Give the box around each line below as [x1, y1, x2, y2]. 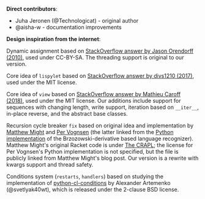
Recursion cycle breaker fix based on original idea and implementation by [6, 122, 194, 129]
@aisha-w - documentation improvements [15, 24, 122, 31]
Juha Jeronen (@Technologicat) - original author [15, 17, 139, 24]
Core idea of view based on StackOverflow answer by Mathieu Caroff [6, 91, 181, 97]
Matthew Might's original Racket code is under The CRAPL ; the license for [6, 141, 193, 149]
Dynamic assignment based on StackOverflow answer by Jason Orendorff [6, 47, 194, 54]
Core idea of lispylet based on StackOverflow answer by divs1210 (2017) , [6, 72, 195, 79]
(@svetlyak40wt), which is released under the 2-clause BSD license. [6, 186, 179, 193]
